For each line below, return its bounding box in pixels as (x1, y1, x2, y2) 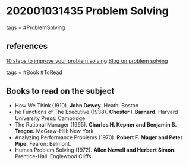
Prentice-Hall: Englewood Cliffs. (14, 152, 93, 159)
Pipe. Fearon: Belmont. (14, 140, 71, 147)
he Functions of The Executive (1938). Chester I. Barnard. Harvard (14, 108, 178, 115)
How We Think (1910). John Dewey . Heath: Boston (14, 102, 139, 109)
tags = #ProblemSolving (6, 24, 65, 31)
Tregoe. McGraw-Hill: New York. (14, 127, 95, 134)
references (6, 41, 48, 51)
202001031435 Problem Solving (6, 4, 169, 18)
